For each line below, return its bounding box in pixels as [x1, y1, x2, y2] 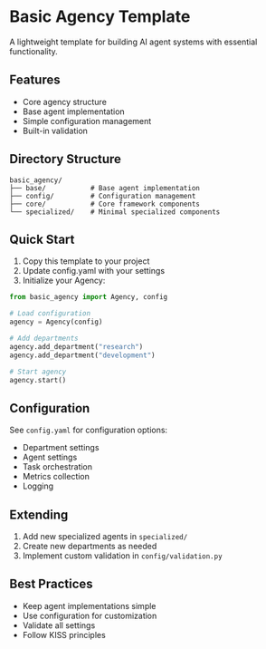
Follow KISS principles [22, 629, 106, 640]
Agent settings [22, 451, 78, 463]
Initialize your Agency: [22, 275, 106, 286]
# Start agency [9, 367, 67, 376]
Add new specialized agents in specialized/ [22, 531, 188, 541]
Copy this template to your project [22, 256, 150, 266]
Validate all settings [22, 619, 96, 631]
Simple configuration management [22, 115, 152, 126]
